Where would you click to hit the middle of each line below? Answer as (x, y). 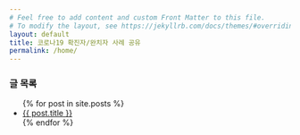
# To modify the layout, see (63, 26)
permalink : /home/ (43, 51)
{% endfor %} (48, 122)
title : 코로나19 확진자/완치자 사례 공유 (75, 42)
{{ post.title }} (47, 114)
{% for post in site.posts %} (73, 104)
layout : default (39, 34)
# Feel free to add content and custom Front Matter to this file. (137, 17)
